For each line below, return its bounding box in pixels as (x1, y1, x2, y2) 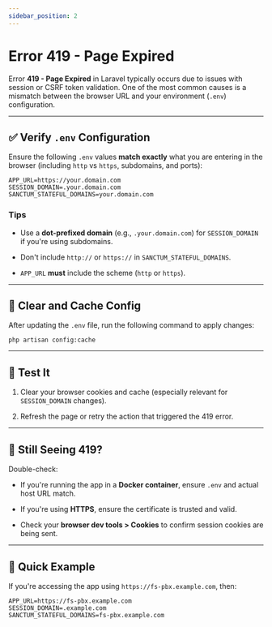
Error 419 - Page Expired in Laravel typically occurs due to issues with (8, 74, 243, 84)
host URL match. (19, 488, 76, 499)
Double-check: (8, 464, 58, 475)
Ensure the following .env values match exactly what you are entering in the (8, 152, 263, 162)
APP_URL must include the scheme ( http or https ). (19, 268, 186, 277)
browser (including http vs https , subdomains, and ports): (8, 161, 203, 170)
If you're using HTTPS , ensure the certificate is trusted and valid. (19, 505, 237, 514)
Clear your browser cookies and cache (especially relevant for (19, 387, 228, 397)
